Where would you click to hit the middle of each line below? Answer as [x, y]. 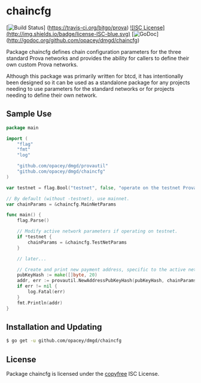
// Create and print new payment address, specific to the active [101, 269]
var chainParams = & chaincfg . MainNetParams [61, 204]
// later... [32, 259]
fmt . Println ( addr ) [40, 303]
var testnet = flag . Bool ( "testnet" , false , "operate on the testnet [93, 188]
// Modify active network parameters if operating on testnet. [98, 231]
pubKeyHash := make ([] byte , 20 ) [57, 275]
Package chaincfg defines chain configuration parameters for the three [94, 51]
